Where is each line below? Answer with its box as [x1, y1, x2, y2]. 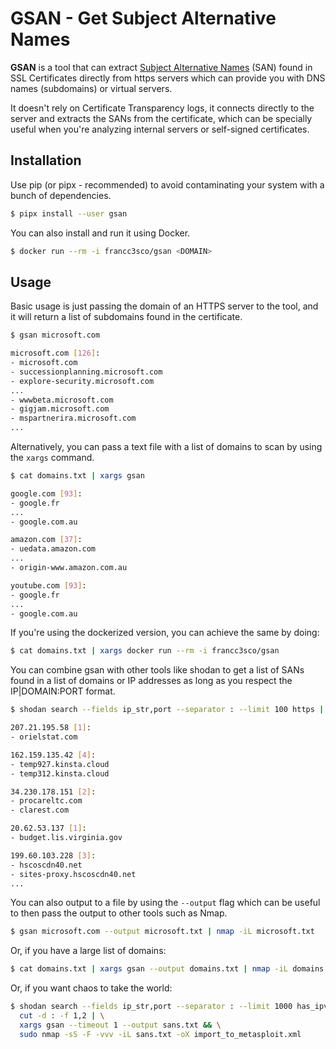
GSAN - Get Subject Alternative [10, 7, 277, 30]
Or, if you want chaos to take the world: [10, 982, 173, 994]
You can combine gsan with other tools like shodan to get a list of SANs [10, 664, 305, 676]
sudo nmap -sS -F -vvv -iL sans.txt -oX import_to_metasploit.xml [19, 1029, 302, 1039]
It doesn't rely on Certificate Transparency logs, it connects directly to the [10, 102, 315, 114]
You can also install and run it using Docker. [10, 227, 191, 239]
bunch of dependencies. [10, 189, 112, 201]
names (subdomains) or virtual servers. [10, 82, 173, 94]
